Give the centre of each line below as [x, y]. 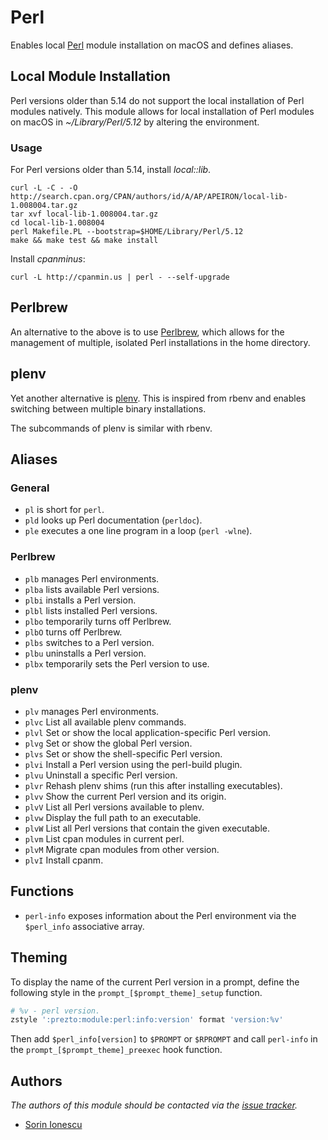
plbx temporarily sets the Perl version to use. [117, 663]
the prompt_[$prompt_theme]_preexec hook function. [116, 1050]
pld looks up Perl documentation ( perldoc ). [113, 520]
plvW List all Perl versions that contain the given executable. [147, 828]
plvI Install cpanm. [64, 860]
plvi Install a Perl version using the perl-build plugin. [133, 764]
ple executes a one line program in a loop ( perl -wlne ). [138, 531]
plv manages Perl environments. [92, 711]
